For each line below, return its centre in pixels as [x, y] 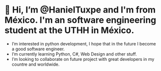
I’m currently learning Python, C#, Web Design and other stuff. [74, 54]
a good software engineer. [38, 49]
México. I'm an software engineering [80, 20]
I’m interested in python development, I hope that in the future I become [84, 43]
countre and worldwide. [35, 64]
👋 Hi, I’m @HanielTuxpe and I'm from [80, 10]
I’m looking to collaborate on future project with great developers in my [83, 59]
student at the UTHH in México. [70, 30]
